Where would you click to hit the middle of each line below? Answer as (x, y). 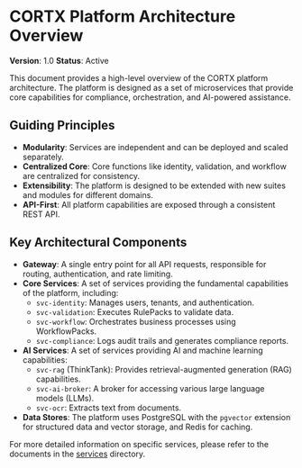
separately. (43, 157)
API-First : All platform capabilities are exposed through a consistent (149, 204)
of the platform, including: (70, 292)
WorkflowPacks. (66, 331)
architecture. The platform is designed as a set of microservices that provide (151, 87)
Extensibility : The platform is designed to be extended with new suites (154, 185)
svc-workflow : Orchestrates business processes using (136, 321)
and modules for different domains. (87, 194)
